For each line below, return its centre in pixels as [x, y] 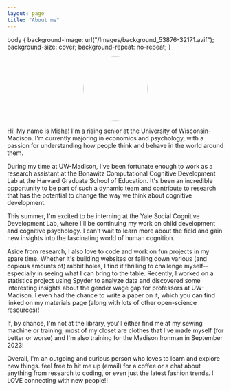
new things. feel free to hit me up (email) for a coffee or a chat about [104, 366]
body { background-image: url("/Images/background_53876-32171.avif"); [111, 39]
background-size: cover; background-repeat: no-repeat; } [89, 47]
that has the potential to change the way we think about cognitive [100, 195]
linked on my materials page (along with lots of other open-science [102, 302]
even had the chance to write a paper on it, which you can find [126, 295]
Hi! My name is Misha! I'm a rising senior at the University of [92, 131]
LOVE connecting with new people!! [58, 380]
